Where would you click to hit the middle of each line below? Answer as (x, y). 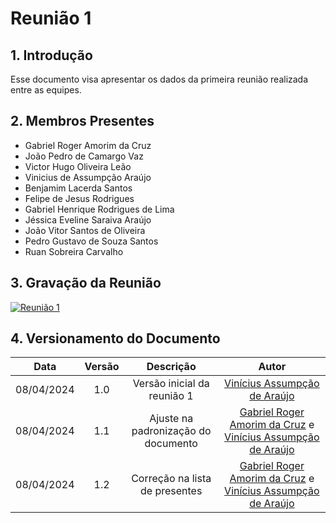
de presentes (171, 491)
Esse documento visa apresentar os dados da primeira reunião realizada (159, 79)
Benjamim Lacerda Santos (78, 188)
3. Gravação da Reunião (86, 283)
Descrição (171, 367)
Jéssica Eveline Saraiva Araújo (88, 219)
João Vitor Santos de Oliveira (85, 230)
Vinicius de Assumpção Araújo (88, 177)
